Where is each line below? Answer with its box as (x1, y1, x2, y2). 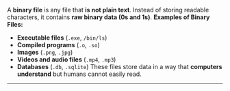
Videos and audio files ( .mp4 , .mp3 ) (16, 55, 116, 64)
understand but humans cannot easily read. (16, 70, 142, 78)
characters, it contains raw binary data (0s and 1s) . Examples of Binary (7, 13, 210, 21)
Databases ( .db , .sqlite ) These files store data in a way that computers (16, 63, 222, 70)
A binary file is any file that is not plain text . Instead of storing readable (7, 6, 209, 14)
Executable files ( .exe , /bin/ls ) (16, 34, 107, 42)
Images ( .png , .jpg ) (16, 48, 73, 56)
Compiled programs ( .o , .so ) (16, 41, 101, 49)
